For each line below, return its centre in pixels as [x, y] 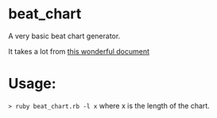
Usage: [33, 84]
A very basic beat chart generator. [64, 36]
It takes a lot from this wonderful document [79, 51]
